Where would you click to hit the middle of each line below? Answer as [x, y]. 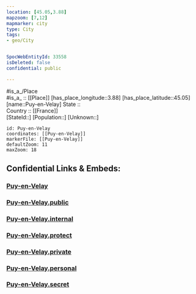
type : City [20, 29]
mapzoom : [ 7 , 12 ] [27, 18]
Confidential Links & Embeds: [64, 169]
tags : [13, 35]
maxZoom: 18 [21, 150]
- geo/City [20, 40]
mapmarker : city [27, 23]
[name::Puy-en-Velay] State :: [44, 104]
